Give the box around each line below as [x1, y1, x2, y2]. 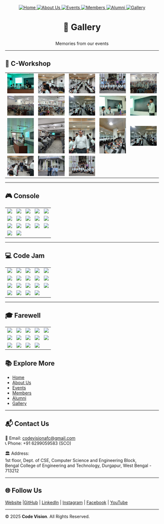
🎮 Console [5, 192, 40, 200]
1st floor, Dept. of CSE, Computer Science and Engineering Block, [5, 457, 137, 463]
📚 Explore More [5, 359, 55, 367]
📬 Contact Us [5, 420, 50, 428]
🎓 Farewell [5, 311, 41, 320]
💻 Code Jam [5, 252, 45, 260]
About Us [12, 380, 32, 385]
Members [12, 390, 32, 396]
